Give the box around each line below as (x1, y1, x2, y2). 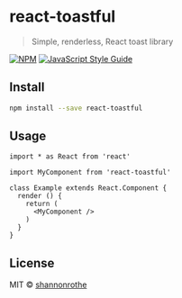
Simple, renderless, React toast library (31, 36, 174, 47)
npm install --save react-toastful (9, 104, 143, 113)
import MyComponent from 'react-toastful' (9, 168, 171, 177)
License (9, 255, 55, 271)
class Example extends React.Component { (9, 184, 168, 193)
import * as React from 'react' (9, 152, 131, 161)
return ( (25, 200, 59, 209)
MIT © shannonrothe (9, 279, 87, 290)
